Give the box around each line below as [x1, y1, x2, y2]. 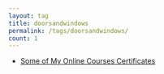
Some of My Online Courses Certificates [19, 56, 156, 66]
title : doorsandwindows [8, 19, 89, 27]
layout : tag [8, 11, 49, 20]
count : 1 [8, 34, 38, 43]
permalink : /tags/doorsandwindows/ [8, 27, 129, 35]
